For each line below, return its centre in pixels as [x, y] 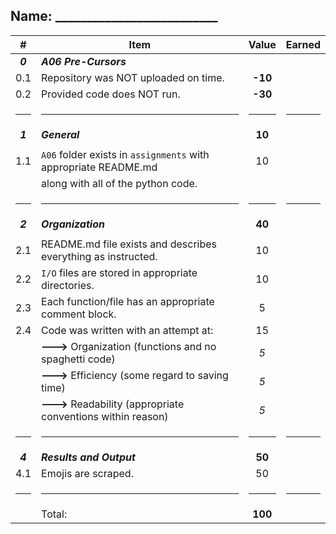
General [60, 134]
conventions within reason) [105, 416]
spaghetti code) [78, 359]
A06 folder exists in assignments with [125, 154]
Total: [54, 514]
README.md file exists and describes [129, 244]
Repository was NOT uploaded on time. [133, 77]
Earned [303, 44]
